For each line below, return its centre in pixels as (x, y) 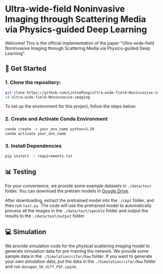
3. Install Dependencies (33, 146)
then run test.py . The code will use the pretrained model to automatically (78, 205)
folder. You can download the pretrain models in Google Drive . (67, 191)
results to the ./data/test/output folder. (45, 216)
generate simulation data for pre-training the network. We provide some (77, 251)
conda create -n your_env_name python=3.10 (50, 129)
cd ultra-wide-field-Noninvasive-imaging (48, 97)
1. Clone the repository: (33, 83)
